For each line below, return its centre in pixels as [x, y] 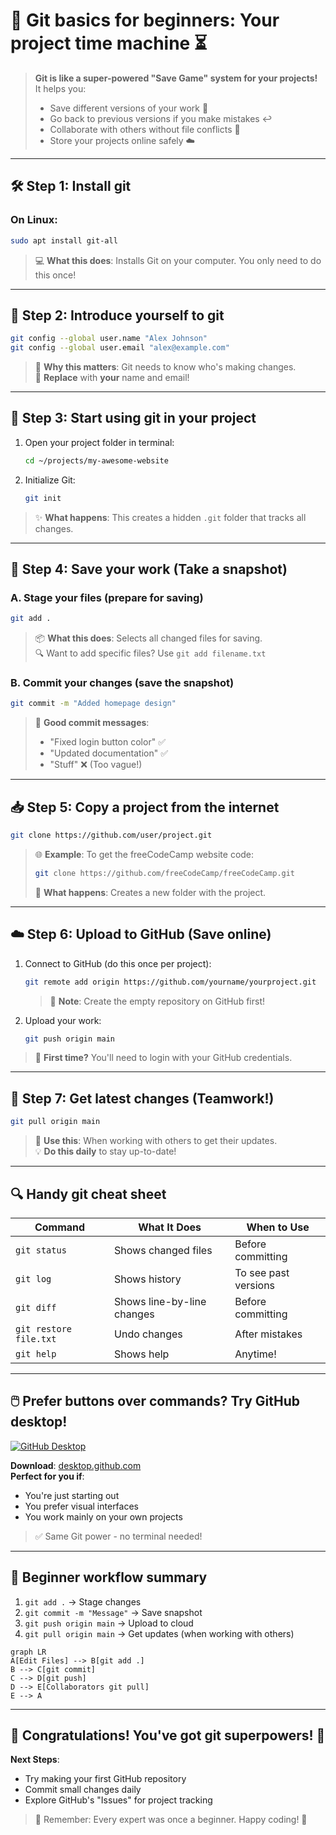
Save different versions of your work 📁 [129, 108]
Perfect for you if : [47, 1476]
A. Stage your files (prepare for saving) [107, 597]
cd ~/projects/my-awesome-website [96, 460]
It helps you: [60, 88]
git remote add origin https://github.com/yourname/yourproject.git [170, 982]
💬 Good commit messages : [92, 723]
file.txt [36, 1338]
